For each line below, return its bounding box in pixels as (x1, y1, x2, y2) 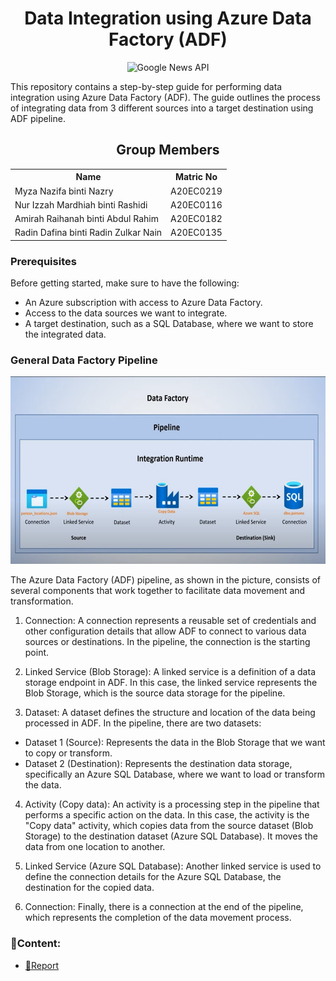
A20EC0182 (170, 213, 223, 224)
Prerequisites (10, 254, 77, 268)
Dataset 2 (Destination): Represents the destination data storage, (24, 758, 293, 770)
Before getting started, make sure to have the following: (10, 277, 240, 289)
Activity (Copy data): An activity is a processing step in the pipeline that (24, 798, 320, 811)
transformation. (10, 595, 74, 607)
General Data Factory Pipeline (10, 353, 158, 367)
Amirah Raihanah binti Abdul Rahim (14, 213, 159, 224)
